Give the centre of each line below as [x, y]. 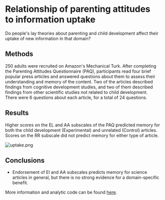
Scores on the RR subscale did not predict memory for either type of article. [82, 135]
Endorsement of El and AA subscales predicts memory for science [80, 172]
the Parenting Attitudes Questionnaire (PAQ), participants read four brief [78, 71]
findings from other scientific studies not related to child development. [76, 92]
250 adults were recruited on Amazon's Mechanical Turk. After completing [81, 66]
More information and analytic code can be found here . [61, 192]
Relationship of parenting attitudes [78, 9]
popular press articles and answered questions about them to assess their [80, 76]
